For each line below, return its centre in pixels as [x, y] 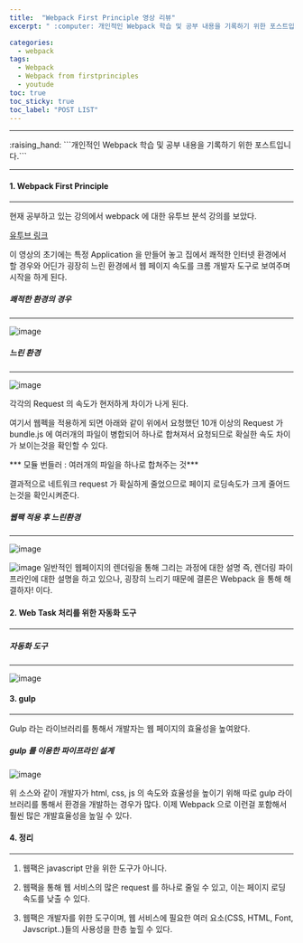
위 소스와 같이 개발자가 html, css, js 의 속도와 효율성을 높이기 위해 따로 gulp [143, 793]
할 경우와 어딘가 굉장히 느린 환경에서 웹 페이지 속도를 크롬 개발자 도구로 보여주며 [150, 265]
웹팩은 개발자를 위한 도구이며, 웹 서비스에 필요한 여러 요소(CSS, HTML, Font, [158, 918]
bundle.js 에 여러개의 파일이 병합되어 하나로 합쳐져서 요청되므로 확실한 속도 [142, 434]
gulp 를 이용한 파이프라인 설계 [62, 750]
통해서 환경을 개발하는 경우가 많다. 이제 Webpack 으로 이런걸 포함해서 [163, 804]
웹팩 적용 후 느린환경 [45, 517]
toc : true [28, 93]
